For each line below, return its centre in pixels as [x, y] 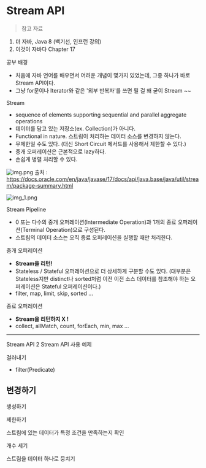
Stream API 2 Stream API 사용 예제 [49, 344]
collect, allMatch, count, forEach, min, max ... [72, 326]
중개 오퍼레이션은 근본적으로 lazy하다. [60, 152]
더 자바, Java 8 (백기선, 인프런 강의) [58, 41]
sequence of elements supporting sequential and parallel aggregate [101, 115]
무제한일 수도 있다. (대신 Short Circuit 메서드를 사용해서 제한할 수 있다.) [101, 144]
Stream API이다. [35, 83]
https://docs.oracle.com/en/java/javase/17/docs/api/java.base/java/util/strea [103, 179]
